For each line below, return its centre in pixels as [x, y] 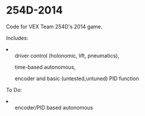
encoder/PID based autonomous [54, 107]
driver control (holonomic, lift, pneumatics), [67, 55]
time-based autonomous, [45, 67]
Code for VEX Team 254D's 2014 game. [54, 26]
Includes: [17, 38]
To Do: [14, 90]
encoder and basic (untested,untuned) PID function [77, 78]
